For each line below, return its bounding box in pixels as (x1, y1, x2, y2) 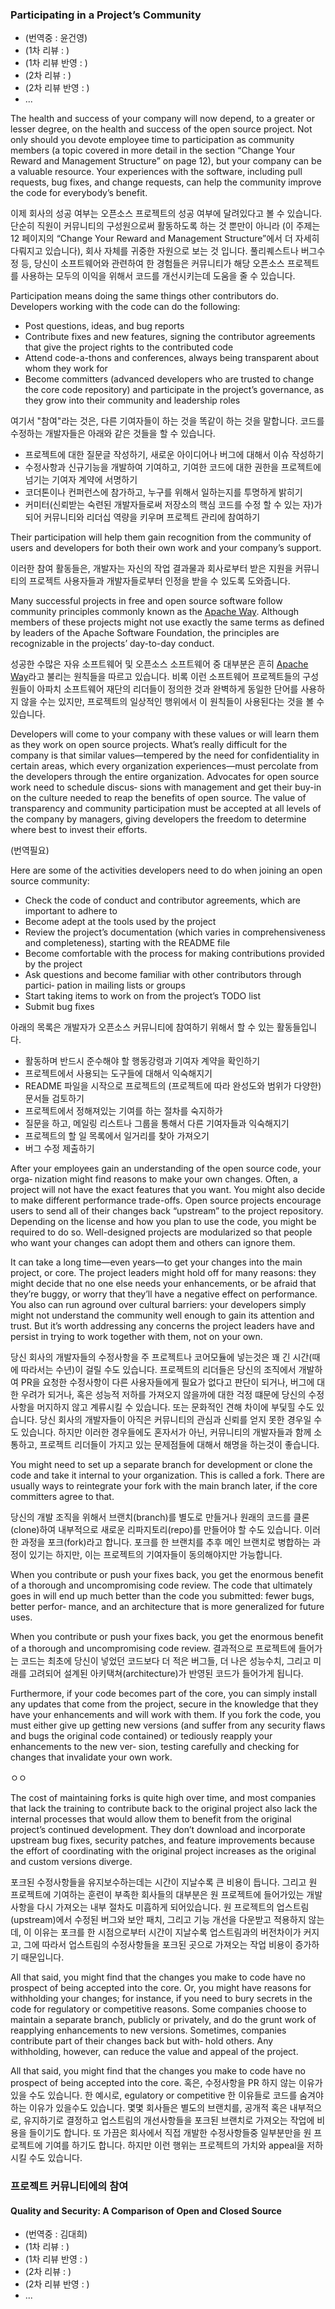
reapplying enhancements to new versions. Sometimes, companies (10, 2024, 287, 2037)
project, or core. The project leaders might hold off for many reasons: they (10, 1267, 317, 1279)
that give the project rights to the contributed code (24, 341, 234, 353)
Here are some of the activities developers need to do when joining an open (10, 864, 323, 877)
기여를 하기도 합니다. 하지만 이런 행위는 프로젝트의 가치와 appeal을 (44, 2139, 305, 2152)
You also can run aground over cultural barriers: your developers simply (10, 1299, 307, 1311)
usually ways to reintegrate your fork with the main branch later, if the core (10, 1480, 318, 1492)
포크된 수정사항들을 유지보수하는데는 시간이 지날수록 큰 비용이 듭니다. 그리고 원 (10, 1876, 318, 1888)
